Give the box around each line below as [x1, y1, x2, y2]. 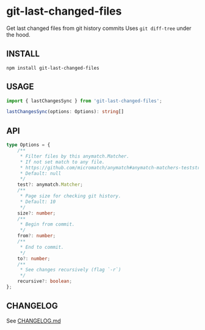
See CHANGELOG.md [6, 317, 61, 324]
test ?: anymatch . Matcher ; [17, 182, 84, 188]
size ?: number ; [17, 210, 56, 216]
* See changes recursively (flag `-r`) [20, 267, 121, 273]
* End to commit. [20, 244, 64, 250]
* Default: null [20, 170, 62, 177]
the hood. [6, 31, 31, 38]
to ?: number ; [17, 255, 51, 262]
